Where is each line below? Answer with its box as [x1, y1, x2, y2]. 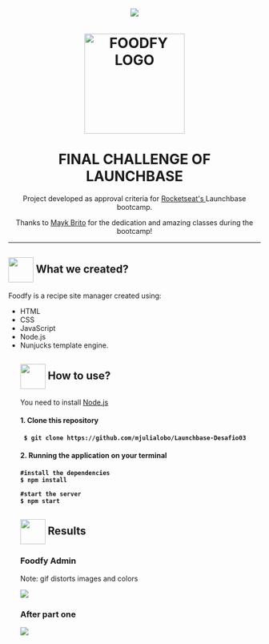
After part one [19, 609, 76, 620]
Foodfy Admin [19, 555, 77, 566]
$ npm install [19, 476, 67, 484]
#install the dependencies [19, 469, 110, 477]
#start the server [19, 489, 82, 498]
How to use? [47, 368, 111, 382]
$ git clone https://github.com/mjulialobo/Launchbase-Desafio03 [23, 433, 247, 442]
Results [47, 525, 86, 538]
